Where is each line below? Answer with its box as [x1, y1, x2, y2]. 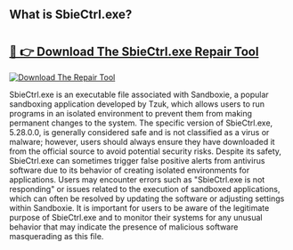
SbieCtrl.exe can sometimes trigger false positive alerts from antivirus [9, 156, 265, 165]
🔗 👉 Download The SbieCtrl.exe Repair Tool [9, 44, 259, 59]
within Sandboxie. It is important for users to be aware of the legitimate [9, 203, 270, 213]
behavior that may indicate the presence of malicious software [9, 222, 239, 232]
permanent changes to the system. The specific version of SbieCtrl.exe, [9, 117, 273, 128]
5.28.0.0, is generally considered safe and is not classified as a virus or [9, 127, 270, 137]
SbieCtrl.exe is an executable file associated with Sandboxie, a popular [9, 89, 269, 100]
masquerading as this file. [9, 231, 104, 241]
